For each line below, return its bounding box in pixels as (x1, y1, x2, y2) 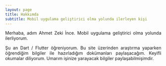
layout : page (5, 7, 32, 12)
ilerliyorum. (5, 35, 28, 41)
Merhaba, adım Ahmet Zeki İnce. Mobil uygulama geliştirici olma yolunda (5, 30, 162, 36)
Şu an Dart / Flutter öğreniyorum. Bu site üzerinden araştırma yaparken (5, 45, 162, 51)
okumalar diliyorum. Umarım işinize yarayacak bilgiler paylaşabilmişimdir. (5, 56, 154, 62)
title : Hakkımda (5, 12, 39, 17)
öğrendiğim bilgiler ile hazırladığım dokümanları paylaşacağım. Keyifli (5, 50, 162, 56)
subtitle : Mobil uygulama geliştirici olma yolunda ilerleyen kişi (5, 16, 148, 21)
